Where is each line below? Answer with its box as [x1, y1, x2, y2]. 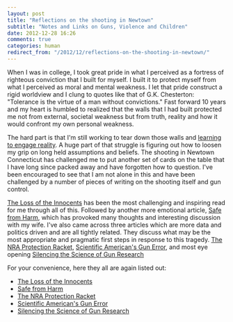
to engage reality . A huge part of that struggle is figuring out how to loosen [7, 140, 222, 149]
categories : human [7, 42, 61, 49]
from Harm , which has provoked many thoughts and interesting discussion [7, 213, 221, 221]
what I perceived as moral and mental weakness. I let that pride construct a [7, 83, 223, 91]
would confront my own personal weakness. [7, 120, 134, 128]
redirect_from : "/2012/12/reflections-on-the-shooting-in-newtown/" [7, 49, 210, 56]
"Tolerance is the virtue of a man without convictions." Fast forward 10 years [7, 97, 226, 106]
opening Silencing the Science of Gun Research [7, 250, 145, 258]
